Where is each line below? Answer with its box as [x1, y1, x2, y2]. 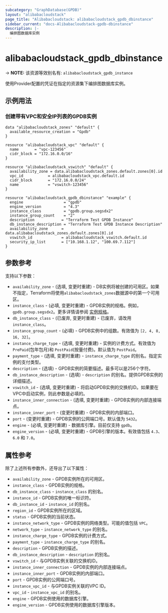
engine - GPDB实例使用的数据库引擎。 [12, 595, 91, 602]
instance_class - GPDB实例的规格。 [12, 482, 87, 489]
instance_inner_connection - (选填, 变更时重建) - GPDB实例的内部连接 [12, 397, 157, 403]
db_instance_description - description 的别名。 [12, 552, 113, 558]
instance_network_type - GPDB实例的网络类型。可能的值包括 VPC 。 [12, 520, 150, 526]
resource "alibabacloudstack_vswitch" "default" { [5, 164, 113, 169]
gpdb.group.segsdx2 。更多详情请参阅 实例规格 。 [12, 309, 112, 315]
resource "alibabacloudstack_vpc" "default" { [5, 142, 104, 148]
